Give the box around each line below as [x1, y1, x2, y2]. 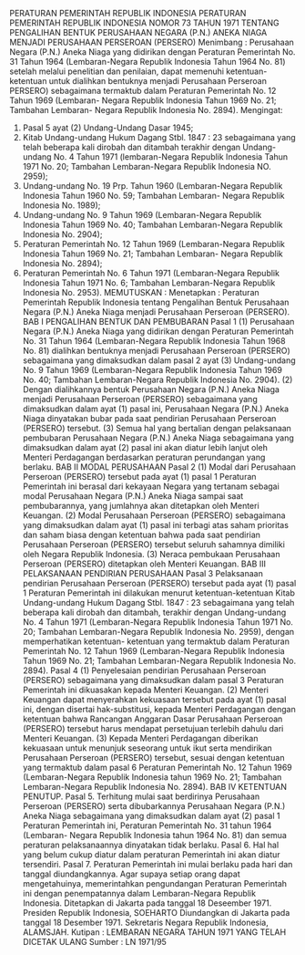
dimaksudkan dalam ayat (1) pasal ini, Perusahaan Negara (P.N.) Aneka [22, 403, 290, 414]
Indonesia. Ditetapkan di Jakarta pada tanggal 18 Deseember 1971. [22, 898, 272, 908]
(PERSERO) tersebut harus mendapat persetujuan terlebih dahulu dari [22, 723, 284, 733]
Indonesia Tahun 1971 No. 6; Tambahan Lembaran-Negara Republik [22, 277, 276, 288]
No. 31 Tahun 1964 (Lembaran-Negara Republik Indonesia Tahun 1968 [22, 336, 286, 346]
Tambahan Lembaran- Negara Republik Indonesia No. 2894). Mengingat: [9, 105, 284, 115]
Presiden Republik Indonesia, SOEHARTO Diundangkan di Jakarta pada [22, 908, 290, 918]
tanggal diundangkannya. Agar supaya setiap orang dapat [22, 868, 241, 879]
